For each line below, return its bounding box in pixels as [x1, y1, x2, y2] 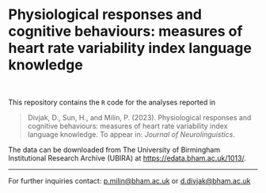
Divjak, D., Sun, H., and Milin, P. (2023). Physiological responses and [27, 112, 252, 122]
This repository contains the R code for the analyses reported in [8, 97, 216, 107]
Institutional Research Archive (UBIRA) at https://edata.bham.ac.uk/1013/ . [8, 153, 247, 163]
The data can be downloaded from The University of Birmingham [8, 145, 220, 154]
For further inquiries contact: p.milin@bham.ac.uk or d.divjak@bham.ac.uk [8, 176, 251, 185]
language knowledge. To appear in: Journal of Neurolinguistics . [27, 129, 235, 139]
